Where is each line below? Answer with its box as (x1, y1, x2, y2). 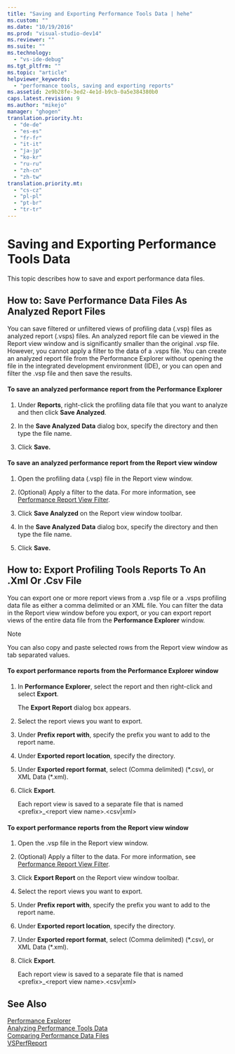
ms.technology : (7, 50, 52, 57)
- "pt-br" (13, 199, 42, 207)
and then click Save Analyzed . (17, 408, 107, 416)
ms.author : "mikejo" (7, 102, 68, 109)
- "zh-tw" (13, 173, 42, 180)
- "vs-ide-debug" (13, 56, 65, 63)
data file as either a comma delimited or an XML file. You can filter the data (7, 601, 223, 609)
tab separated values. (7, 651, 70, 659)
